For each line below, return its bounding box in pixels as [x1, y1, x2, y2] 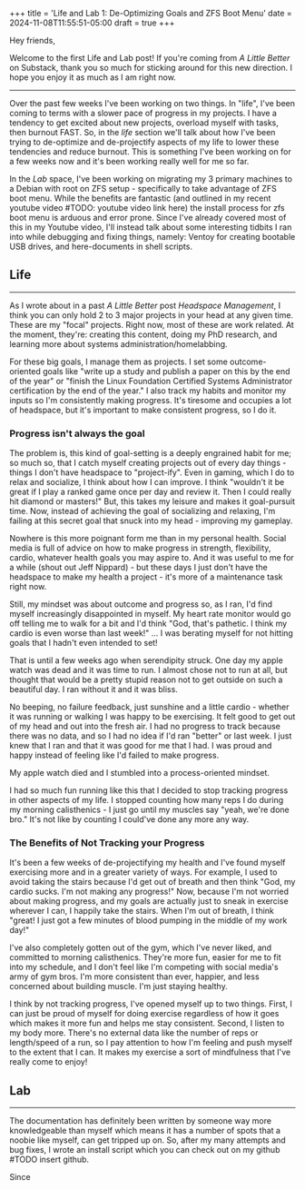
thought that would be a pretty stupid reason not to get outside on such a [9, 674, 283, 685]
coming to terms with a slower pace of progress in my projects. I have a [9, 108, 277, 118]
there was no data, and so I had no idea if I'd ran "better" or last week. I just [9, 730, 292, 741]
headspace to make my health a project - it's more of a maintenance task [9, 571, 283, 582]
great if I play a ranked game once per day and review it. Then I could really [9, 486, 292, 498]
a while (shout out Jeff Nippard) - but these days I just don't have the [9, 562, 268, 573]
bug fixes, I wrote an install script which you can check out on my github [9, 1145, 280, 1155]
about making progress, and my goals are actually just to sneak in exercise [9, 896, 289, 907]
